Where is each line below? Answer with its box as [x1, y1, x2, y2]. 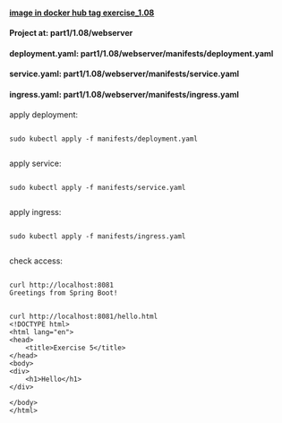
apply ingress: [9, 206, 62, 217]
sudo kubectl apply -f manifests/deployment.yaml [9, 134, 199, 143]
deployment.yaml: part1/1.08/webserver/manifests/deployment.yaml [9, 47, 274, 58]
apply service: [9, 158, 62, 168]
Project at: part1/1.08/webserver [9, 28, 133, 39]
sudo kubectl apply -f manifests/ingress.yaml [9, 231, 186, 241]
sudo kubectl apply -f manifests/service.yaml [9, 183, 186, 192]
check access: [9, 255, 63, 266]
